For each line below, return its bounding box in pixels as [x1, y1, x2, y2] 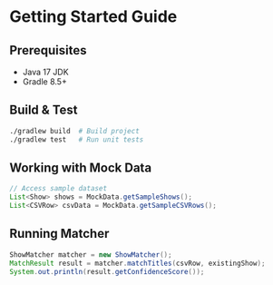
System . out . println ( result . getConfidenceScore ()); [9, 267, 205, 276]
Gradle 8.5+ [22, 76, 68, 87]
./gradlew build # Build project [9, 126, 141, 135]
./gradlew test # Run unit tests [9, 134, 144, 144]
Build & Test [9, 103, 78, 118]
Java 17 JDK [22, 66, 70, 77]
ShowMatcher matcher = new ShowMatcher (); [9, 250, 172, 260]
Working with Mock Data [9, 160, 152, 175]
